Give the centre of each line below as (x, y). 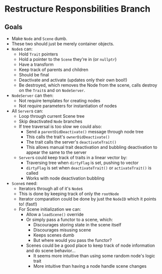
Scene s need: (24, 183)
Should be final (34, 75)
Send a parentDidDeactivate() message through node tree (85, 132)
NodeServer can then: (32, 95)
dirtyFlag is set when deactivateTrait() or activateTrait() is (89, 168)
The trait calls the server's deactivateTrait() (71, 142)
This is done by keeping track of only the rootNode (69, 194)
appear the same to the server (56, 152)
